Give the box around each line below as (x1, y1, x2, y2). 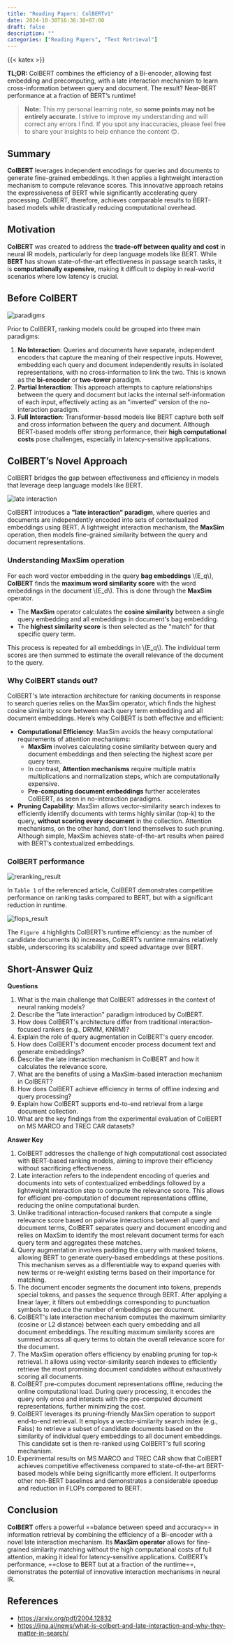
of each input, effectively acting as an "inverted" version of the (17, 397, 199, 406)
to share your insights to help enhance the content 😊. (24, 127, 180, 136)
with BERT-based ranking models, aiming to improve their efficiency (17, 1156, 213, 1165)
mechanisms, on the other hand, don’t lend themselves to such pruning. (17, 824, 225, 832)
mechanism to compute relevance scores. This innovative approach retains (7, 181, 224, 189)
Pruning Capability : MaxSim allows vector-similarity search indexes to (17, 801, 221, 810)
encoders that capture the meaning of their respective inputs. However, (17, 353, 224, 361)
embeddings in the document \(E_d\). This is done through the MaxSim (7, 586, 212, 595)
